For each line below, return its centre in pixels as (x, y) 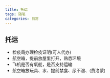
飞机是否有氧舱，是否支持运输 (42, 64)
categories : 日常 (22, 19)
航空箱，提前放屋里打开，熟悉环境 (46, 58)
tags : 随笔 (15, 14)
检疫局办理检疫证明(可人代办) (42, 52)
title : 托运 (16, 10)
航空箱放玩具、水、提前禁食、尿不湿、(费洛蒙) (59, 71)
